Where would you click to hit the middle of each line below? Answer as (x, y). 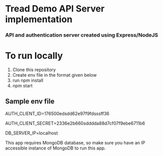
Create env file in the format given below (54, 75)
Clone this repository (34, 70)
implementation (39, 19)
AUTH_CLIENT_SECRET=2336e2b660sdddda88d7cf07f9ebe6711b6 (75, 123)
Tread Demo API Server (55, 9)
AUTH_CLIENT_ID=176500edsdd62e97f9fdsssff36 (57, 113)
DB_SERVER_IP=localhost (32, 133)
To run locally (34, 56)
